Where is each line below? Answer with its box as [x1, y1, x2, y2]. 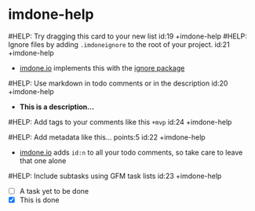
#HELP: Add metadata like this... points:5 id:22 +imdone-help [8, 132, 206, 142]
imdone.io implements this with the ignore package [19, 63, 185, 72]
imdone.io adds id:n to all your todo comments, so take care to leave [19, 147, 243, 157]
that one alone [19, 155, 67, 166]
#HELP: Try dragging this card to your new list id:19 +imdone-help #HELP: [8, 31, 247, 41]
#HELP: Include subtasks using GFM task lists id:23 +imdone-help [8, 171, 222, 180]
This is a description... [19, 102, 95, 111]
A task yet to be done [19, 186, 89, 195]
